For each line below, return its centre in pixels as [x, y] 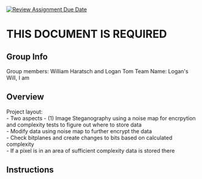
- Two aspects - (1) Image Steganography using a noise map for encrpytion [101, 118]
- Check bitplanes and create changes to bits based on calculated [89, 137]
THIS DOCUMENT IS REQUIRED [87, 34]
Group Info [27, 57]
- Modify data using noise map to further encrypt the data [79, 131]
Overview [25, 97]
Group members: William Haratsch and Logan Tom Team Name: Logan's [97, 71]
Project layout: [24, 111]
